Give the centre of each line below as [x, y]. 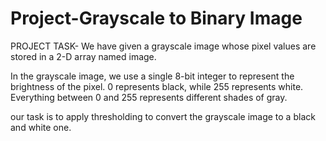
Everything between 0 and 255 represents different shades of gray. [149, 97]
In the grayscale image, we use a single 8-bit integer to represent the [152, 76]
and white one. [41, 127]
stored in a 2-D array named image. [83, 56]
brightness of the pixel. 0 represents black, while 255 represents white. [157, 86]
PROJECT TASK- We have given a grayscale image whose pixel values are [163, 46]
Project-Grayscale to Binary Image [156, 18]
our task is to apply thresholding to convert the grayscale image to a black [163, 116]
